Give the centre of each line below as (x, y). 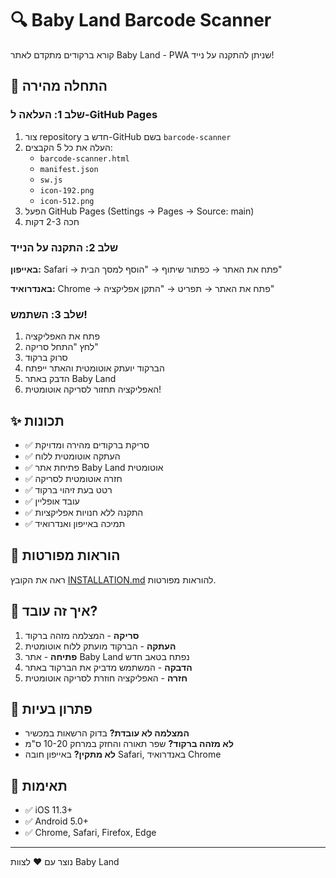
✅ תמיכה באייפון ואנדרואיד (75, 524)
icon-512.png (67, 201)
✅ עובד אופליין (52, 501)
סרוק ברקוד (46, 358)
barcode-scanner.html (84, 158)
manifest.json (69, 169)
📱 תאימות (39, 785)
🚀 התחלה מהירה (59, 86)
